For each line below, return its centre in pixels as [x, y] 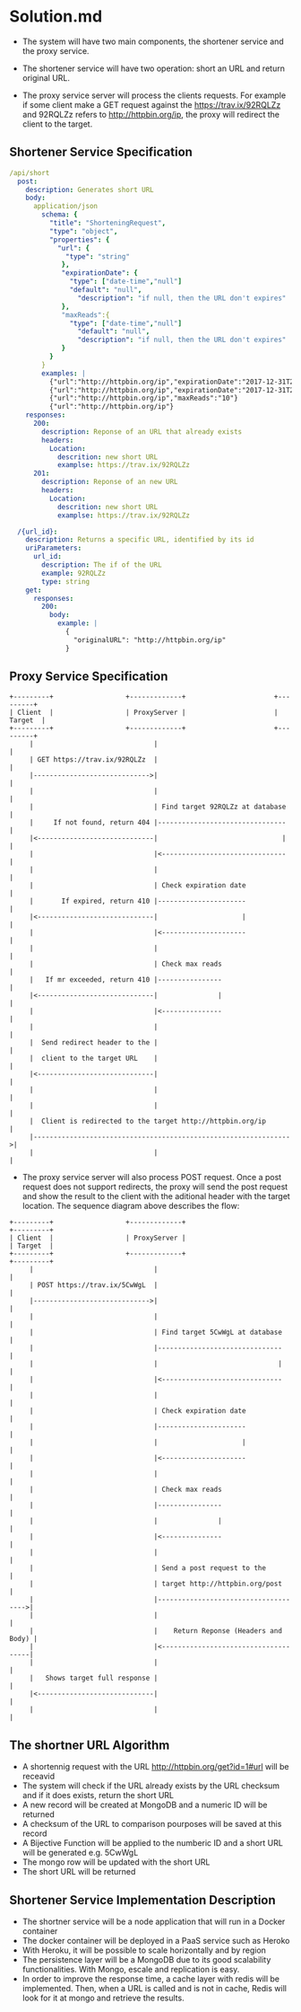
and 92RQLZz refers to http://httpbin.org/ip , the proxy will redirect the [151, 114]
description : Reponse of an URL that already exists [142, 432]
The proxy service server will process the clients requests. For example [154, 95]
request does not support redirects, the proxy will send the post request [155, 1187]
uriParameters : [54, 548]
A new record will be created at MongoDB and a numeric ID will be [145, 1805]
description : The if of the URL [102, 565]
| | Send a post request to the [148, 1568]
